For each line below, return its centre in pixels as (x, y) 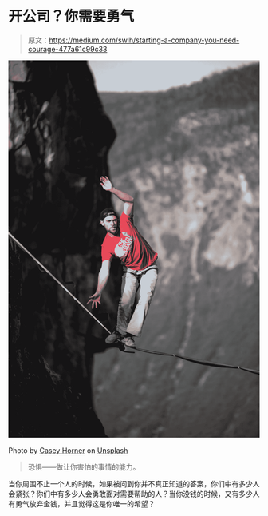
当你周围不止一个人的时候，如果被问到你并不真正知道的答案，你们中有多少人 (134, 483)
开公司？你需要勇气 (71, 16)
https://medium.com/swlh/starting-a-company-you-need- (144, 40)
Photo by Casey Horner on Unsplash (68, 450)
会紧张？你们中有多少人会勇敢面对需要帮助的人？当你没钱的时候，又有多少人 (134, 494)
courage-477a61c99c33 (67, 49)
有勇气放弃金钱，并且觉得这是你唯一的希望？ (82, 503)
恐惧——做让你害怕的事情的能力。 (84, 466)
